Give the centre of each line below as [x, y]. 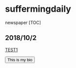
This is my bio [20, 60]
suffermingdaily [38, 9]
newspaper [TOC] [23, 23]
